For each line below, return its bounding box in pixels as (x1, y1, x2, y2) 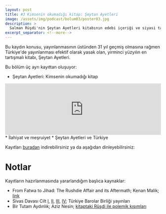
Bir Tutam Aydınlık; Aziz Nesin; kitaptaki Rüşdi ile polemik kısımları (12, 203, 147, 209)
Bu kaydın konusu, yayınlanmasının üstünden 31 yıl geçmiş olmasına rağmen (5, 44, 161, 50)
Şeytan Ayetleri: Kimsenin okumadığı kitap (12, 74, 98, 79)
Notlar (5, 161, 32, 173)
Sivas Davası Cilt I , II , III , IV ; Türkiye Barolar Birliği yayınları (12, 198, 130, 204)
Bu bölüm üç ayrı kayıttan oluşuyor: (5, 64, 77, 70)
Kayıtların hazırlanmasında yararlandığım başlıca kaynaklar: (5, 178, 126, 184)
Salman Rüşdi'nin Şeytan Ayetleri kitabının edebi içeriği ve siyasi (9, 26, 156, 31)
